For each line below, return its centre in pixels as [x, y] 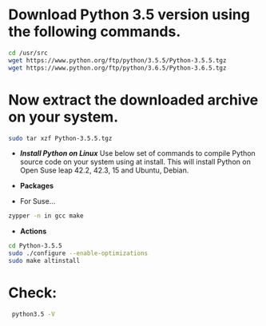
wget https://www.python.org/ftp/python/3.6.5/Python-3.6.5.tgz [117, 68]
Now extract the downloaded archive [133, 99]
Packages [37, 186]
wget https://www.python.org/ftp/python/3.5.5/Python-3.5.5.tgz [117, 60]
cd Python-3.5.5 [35, 246]
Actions [33, 231]
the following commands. [95, 32]
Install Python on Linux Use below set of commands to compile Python [137, 153]
